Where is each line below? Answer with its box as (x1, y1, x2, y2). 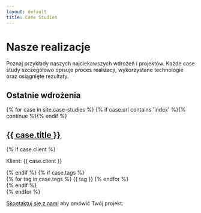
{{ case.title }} (6, 130, 61, 140)
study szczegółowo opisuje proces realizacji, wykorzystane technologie (6, 67, 184, 74)
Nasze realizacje (6, 40, 91, 54)
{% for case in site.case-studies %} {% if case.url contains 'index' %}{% (6, 106, 186, 113)
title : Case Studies (6, 14, 58, 20)
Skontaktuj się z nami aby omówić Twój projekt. (6, 200, 124, 207)
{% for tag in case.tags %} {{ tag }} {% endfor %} (6, 175, 129, 183)
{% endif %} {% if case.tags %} (6, 169, 85, 176)
